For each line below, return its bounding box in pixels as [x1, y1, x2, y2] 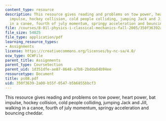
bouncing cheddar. [5, 110, 43, 116]
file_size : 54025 [5, 30, 41, 35]
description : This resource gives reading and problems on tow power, [5, 12, 154, 17]
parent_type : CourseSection [5, 62, 63, 67]
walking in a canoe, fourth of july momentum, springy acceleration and [5, 105, 149, 111]
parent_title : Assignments [5, 58, 61, 63]
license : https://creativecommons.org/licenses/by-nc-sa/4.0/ [5, 48, 136, 53]
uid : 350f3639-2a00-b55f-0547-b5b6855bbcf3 [5, 81, 96, 85]
